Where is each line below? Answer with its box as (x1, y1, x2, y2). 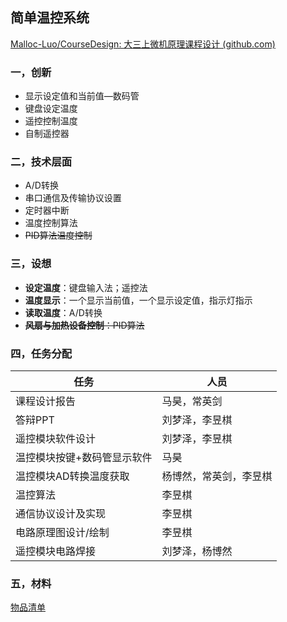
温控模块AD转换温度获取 (15, 469, 130, 483)
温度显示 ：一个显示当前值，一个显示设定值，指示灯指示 (24, 294, 253, 306)
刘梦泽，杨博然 (161, 544, 233, 558)
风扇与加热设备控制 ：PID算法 (24, 319, 145, 331)
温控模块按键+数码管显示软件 (15, 451, 153, 464)
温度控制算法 (24, 217, 78, 229)
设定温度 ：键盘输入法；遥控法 (24, 281, 148, 293)
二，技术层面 (10, 155, 73, 169)
